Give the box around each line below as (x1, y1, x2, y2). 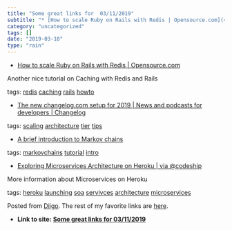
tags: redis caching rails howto (7, 87, 95, 96)
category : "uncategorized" (7, 23, 85, 30)
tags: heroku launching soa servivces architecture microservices (7, 189, 191, 196)
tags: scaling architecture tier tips (7, 122, 102, 129)
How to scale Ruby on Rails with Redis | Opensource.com (17, 61, 181, 69)
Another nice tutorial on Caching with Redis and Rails (7, 74, 158, 83)
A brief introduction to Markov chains (17, 135, 124, 143)
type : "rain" (7, 42, 45, 49)
